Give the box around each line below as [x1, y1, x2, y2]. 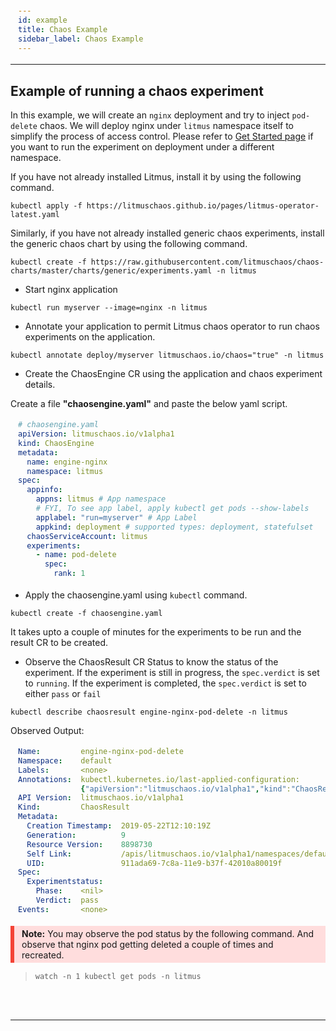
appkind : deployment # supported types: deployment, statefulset [35, 522, 314, 532]
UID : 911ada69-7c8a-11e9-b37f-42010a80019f [26, 858, 283, 868]
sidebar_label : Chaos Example [18, 34, 144, 44]
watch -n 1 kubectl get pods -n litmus [34, 971, 202, 981]
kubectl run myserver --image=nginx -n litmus [10, 303, 208, 313]
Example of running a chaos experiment [10, 82, 264, 99]
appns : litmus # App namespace [35, 494, 167, 504]
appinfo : [26, 485, 63, 495]
